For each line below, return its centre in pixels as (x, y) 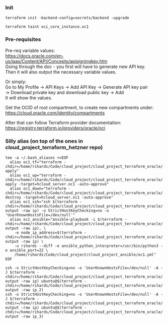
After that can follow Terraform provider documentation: (63, 122)
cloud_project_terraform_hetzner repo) (54, 147)
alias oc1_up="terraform (36, 175)
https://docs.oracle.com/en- (34, 56)
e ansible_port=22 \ (27, 250)
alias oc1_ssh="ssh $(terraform (44, 202)
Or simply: (16, 82)
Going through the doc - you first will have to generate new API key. (75, 67)
